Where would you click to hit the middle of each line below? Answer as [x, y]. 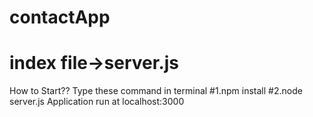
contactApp [60, 17]
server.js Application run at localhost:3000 [97, 102]
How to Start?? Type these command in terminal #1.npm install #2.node [156, 91]
